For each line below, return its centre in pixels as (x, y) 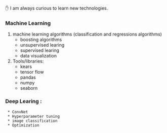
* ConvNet (18, 112)
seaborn (29, 88)
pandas (28, 77)
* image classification (32, 121)
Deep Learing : (24, 102)
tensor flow (32, 72)
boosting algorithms (41, 40)
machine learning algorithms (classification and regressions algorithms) (87, 34)
